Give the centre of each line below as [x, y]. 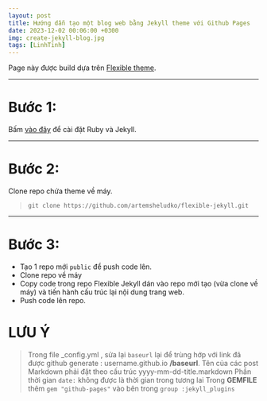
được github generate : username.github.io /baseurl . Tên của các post [143, 363]
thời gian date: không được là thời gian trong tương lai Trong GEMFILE [142, 380]
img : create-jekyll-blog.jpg [56, 38]
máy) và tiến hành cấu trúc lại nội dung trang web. [102, 292]
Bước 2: [34, 169]
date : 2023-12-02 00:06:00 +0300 [64, 30]
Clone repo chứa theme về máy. [60, 191]
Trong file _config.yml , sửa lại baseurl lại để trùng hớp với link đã [134, 354]
